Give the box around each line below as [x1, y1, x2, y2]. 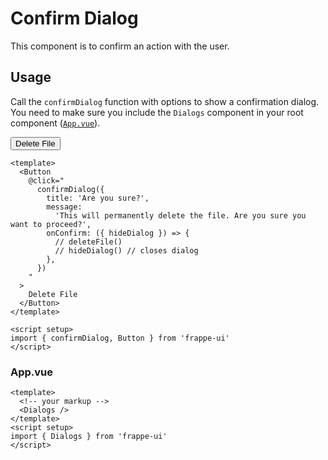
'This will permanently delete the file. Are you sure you [54, 210, 307, 221]
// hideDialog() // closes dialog [54, 245, 199, 256]
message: [46, 202, 83, 212]
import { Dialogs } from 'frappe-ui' [10, 432, 168, 442]
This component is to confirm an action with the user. [10, 40, 230, 52]
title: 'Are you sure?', [46, 193, 150, 203]
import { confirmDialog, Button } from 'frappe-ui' [10, 333, 230, 343]
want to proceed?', [10, 219, 92, 229]
